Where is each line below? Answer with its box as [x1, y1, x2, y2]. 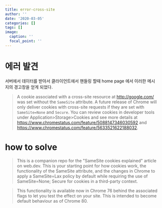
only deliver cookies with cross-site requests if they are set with [16, 104, 145, 110]
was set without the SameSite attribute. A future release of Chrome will [16, 99, 157, 105]
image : [5, 30, 18, 34]
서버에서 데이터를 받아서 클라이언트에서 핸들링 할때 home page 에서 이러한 [5, 78, 147, 84]
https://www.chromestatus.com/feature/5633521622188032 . [16, 125, 139, 130]
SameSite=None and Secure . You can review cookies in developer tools [16, 109, 155, 115]
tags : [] [5, 25, 23, 30]
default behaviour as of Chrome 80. [16, 198, 88, 204]
